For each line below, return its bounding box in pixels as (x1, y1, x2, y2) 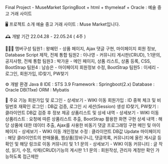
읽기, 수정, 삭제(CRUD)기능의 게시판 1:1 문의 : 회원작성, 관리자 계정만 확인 (11, 147, 154, 153)
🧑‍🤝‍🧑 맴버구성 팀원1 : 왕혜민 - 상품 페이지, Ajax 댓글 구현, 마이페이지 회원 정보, (5, 45, 156, 51)
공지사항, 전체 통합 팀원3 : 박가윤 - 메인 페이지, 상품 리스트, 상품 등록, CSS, (5, 58, 151, 64)
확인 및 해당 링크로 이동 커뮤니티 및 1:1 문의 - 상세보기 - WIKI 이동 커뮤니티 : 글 (5, 141, 157, 146)
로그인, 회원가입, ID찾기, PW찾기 (5, 70, 69, 76)
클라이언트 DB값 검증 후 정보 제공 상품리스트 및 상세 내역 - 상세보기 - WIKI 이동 (5, 109, 159, 115)
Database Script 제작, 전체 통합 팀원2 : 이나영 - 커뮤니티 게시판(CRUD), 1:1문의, (5, 52, 161, 57)
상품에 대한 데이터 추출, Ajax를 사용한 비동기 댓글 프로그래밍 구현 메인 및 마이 (10, 122, 160, 128)
